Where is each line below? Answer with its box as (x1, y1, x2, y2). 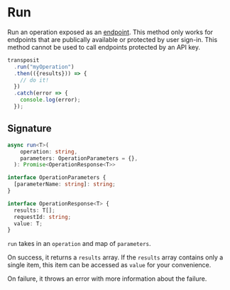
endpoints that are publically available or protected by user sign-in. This (7, 35, 218, 43)
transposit (7, 56, 40, 64)
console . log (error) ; (20, 97, 81, 104)
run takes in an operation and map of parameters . (7, 240, 151, 248)
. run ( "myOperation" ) (13, 63, 75, 70)
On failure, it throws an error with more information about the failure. (7, 274, 207, 283)
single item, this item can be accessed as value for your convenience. (7, 261, 212, 269)
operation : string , (20, 148, 78, 155)
